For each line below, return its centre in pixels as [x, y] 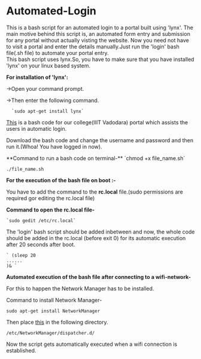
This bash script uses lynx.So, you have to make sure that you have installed [100, 59]
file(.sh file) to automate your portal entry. [57, 53]
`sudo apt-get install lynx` [48, 111]
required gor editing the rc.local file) [51, 198]
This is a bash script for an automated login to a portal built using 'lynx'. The [100, 27]
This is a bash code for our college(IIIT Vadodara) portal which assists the [97, 122]
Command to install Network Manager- [54, 300]
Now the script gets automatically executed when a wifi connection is [92, 344]
